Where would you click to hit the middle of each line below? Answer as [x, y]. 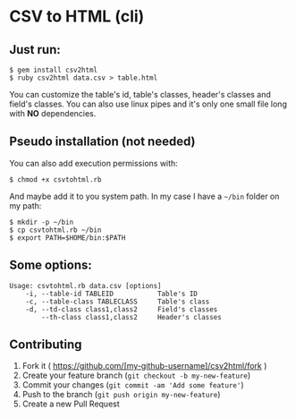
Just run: [35, 50]
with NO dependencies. [53, 113]
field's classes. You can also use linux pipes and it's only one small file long [148, 104]
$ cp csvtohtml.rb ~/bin [55, 230]
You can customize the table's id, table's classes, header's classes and [140, 94]
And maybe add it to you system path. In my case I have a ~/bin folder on [144, 196]
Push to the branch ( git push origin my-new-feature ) [121, 395]
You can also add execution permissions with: [94, 163]
